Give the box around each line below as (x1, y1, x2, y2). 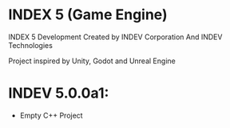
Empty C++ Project (19, 110, 83, 120)
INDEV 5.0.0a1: (8, 84, 109, 102)
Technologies (8, 40, 54, 50)
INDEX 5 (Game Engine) (8, 6, 168, 24)
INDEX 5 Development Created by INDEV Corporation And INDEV (8, 32, 223, 42)
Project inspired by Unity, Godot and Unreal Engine (8, 56, 176, 66)
